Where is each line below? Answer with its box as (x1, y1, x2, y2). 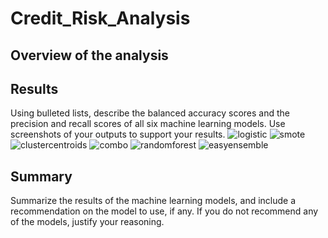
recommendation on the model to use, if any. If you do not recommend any (10, 205, 319, 217)
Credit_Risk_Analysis (10, 7, 191, 30)
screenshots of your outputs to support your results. (10, 128, 226, 141)
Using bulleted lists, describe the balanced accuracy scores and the (10, 107, 290, 119)
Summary (10, 168, 73, 185)
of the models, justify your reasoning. (10, 216, 165, 228)
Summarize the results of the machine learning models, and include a (10, 195, 297, 207)
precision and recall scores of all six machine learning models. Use (10, 118, 286, 130)
